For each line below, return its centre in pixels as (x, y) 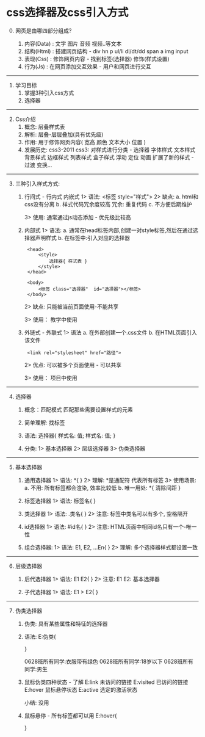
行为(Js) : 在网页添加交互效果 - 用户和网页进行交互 (88, 66)
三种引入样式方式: (37, 183)
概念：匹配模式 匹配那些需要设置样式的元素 (78, 409)
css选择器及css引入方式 (67, 13)
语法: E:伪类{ (40, 636)
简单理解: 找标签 (45, 423)
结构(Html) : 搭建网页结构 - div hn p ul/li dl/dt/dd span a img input (106, 51)
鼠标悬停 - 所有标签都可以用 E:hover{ (70, 716)
